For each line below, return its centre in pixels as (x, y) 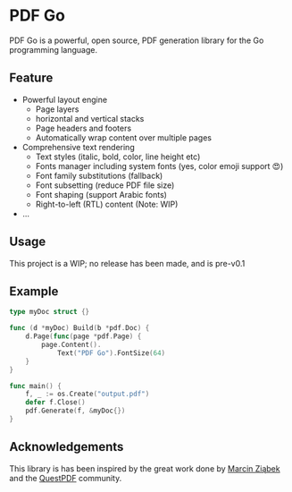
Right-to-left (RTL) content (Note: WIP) (107, 204)
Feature (31, 78)
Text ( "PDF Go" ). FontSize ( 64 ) (111, 353)
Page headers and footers (83, 128)
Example (34, 291)
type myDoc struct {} (50, 312)
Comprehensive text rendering (79, 147)
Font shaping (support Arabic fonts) (101, 194)
